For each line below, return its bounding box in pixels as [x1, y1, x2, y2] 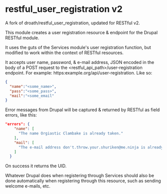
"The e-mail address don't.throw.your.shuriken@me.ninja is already [18, 145, 164, 150]
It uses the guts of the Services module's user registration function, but [5, 44, 152, 50]
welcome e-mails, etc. [5, 183, 51, 189]
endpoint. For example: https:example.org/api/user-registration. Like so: [5, 69, 153, 75]
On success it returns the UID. [5, 163, 67, 169]
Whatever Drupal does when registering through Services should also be [5, 173, 154, 179]
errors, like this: [5, 112, 37, 118]
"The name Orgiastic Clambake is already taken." [18, 131, 123, 136]
